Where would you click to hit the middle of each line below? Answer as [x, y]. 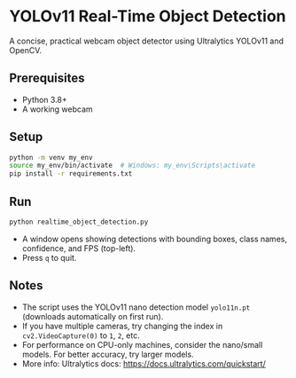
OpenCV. [26, 50]
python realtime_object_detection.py [79, 222]
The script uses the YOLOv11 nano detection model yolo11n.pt [136, 307]
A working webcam [57, 109]
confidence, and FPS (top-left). [78, 248]
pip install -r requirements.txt [71, 174]
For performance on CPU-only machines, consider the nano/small [142, 344]
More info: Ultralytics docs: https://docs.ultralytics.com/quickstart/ [144, 363]
